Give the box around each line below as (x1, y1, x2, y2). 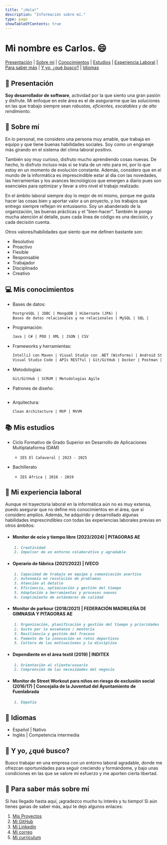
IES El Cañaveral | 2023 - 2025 (19, 455, 87, 460)
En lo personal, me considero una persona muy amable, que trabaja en (5, 136, 151, 142)
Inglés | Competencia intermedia (12, 732, 80, 738)
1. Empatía (14, 700, 37, 705)
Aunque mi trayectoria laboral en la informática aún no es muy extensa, (5, 501, 152, 507)
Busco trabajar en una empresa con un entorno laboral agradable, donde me (5, 760, 163, 766)
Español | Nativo (12, 727, 46, 733)
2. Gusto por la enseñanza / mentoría (14, 627, 95, 632)
